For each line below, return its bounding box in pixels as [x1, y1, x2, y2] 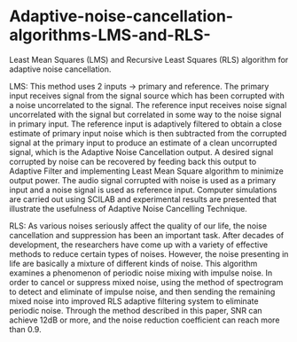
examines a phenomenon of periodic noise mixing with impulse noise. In [9, 268, 273, 278]
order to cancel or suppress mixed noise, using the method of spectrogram [9, 276, 284, 287]
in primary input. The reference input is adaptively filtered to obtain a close [9, 118, 282, 129]
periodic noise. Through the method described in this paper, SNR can [9, 305, 263, 315]
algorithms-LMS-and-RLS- [9, 25, 211, 45]
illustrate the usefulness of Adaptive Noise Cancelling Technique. [9, 203, 248, 214]
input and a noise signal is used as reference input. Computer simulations [9, 184, 277, 195]
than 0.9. [9, 323, 42, 334]
